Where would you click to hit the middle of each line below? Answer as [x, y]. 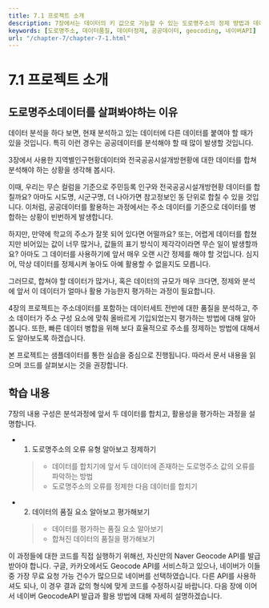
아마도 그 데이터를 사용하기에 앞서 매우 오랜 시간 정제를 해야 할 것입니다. [132, 254]
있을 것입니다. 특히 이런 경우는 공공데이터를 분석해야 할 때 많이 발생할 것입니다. [131, 143]
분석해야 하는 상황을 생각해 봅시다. [62, 170]
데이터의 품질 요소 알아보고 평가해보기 [91, 512]
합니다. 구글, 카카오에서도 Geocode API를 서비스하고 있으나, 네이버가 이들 [145, 566]
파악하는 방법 [72, 477]
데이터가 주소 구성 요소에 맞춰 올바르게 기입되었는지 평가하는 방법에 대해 [129, 318]
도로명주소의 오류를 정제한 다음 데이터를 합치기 [124, 486]
